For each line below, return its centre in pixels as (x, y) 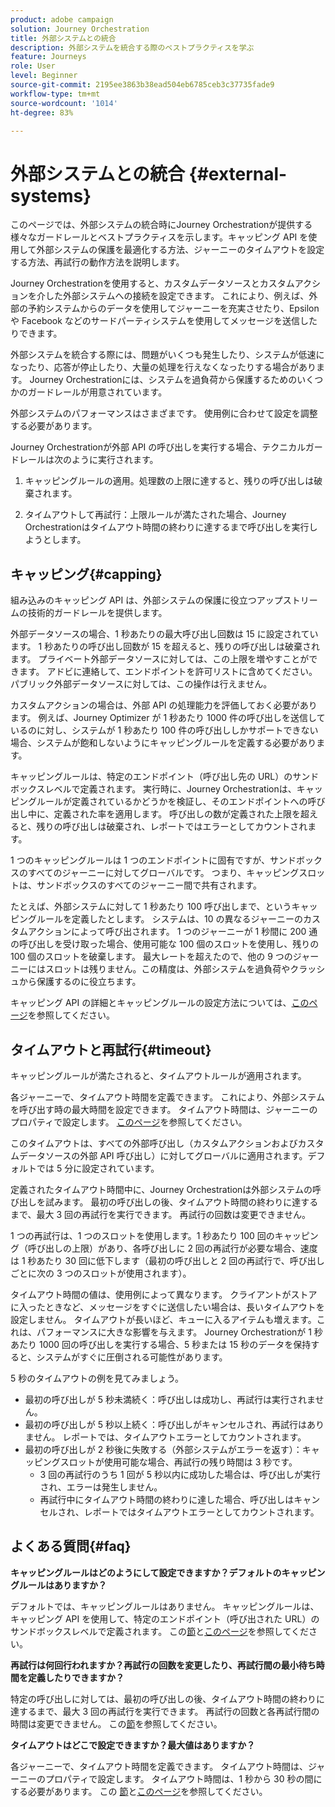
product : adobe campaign (62, 19)
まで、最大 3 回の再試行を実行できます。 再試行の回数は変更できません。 (161, 1214)
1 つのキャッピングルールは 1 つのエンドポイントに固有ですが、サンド (153, 860)
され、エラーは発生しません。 (101, 1487)
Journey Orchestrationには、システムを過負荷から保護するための (163, 380)
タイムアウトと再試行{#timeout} (111, 1049)
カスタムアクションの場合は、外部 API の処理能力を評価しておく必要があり (164, 705)
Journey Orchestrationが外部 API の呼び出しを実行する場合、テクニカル (158, 447)
